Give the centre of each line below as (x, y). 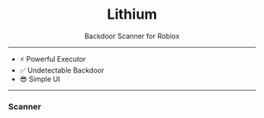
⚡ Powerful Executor (53, 59)
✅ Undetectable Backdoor (62, 70)
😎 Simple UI (40, 79)
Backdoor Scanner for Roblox (132, 36)
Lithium (132, 14)
